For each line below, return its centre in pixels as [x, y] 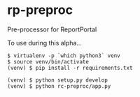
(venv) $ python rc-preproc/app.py [59, 86]
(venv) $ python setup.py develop [58, 80]
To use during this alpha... [45, 43]
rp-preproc [40, 10]
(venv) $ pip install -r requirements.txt [70, 68]
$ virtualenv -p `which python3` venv [64, 55]
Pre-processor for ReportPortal [52, 29]
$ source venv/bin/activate [48, 61]
